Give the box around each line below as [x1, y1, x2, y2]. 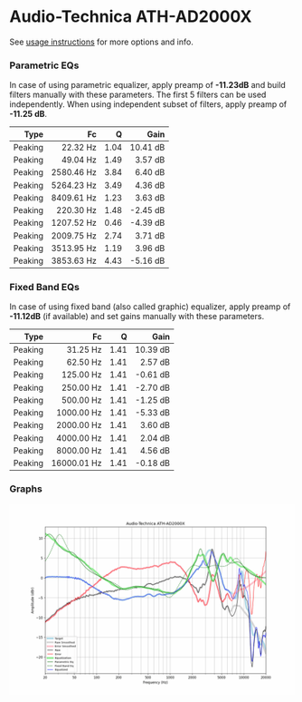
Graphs [9, 483, 42, 495]
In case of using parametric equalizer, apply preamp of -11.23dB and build [9, 80, 287, 91]
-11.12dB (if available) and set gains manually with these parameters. [9, 311, 265, 322]
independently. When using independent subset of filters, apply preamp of [9, 99, 288, 110]
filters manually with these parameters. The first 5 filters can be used [9, 89, 267, 101]
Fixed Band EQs [9, 280, 80, 293]
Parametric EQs [9, 59, 80, 72]
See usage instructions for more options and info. [9, 36, 194, 47]
